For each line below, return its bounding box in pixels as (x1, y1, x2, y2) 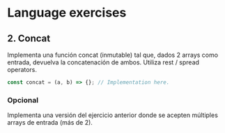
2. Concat (7, 33, 51, 44)
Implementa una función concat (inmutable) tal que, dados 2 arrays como (7, 51, 218, 59)
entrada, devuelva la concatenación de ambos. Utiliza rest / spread (7, 58, 200, 66)
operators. (7, 66, 37, 73)
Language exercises (7, 5, 127, 21)
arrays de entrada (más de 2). (7, 118, 93, 127)
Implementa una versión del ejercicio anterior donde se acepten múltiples (7, 111, 218, 119)
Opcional (7, 95, 39, 105)
